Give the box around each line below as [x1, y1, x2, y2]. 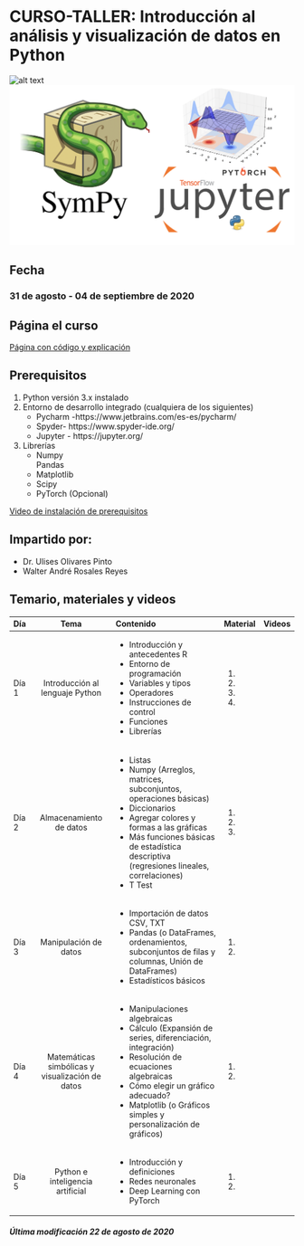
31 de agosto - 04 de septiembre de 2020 [9, 290, 195, 302]
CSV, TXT [128, 917, 166, 928]
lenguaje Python [40, 688, 102, 699]
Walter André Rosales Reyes [22, 566, 128, 576]
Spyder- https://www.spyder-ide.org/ [35, 421, 175, 432]
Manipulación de [40, 937, 102, 947]
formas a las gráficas [128, 822, 208, 832]
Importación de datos [128, 908, 209, 918]
